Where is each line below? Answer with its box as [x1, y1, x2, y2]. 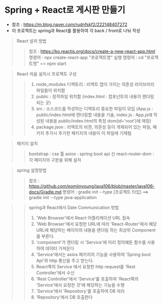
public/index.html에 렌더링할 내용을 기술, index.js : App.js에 [36, 112, 153, 118]
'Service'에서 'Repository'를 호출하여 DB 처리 [36, 288, 125, 294]
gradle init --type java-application [28, 194, 97, 200]
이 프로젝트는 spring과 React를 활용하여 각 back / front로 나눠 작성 [11, 27, 140, 33]
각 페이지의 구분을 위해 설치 [28, 157, 81, 163]
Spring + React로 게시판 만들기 [4, 4, 126, 16]
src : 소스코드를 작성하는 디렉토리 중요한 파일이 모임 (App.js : [36, 105, 153, 111]
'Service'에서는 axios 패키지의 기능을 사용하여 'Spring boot [36, 251, 151, 257]
